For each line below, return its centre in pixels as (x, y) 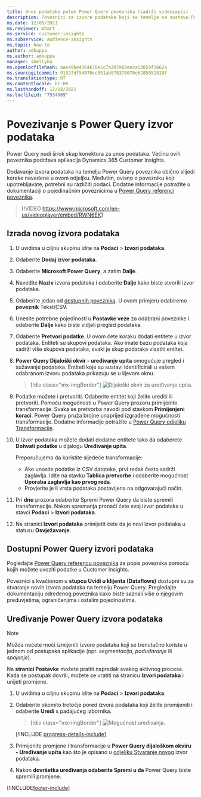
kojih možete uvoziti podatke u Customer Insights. (68, 570)
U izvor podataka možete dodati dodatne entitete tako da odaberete (99, 440)
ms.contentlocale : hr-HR (38, 84)
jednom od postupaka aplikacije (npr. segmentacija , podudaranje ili (89, 651)
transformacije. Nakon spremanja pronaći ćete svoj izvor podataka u (99, 506)
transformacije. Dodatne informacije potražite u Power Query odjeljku (101, 422)
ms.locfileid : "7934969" (38, 95)
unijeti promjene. (27, 682)
